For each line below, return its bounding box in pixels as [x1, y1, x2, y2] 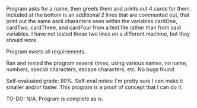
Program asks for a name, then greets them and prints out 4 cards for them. [6, 5, 192, 12]
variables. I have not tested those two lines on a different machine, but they [6, 30, 190, 37]
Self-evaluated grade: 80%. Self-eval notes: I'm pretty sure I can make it [6, 77, 183, 84]
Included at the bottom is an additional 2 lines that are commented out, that [6, 11, 190, 18]
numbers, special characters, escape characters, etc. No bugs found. [6, 66, 176, 73]
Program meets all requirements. [6, 48, 86, 55]
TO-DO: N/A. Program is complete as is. [6, 95, 104, 102]
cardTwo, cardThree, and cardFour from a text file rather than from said [6, 24, 182, 31]
